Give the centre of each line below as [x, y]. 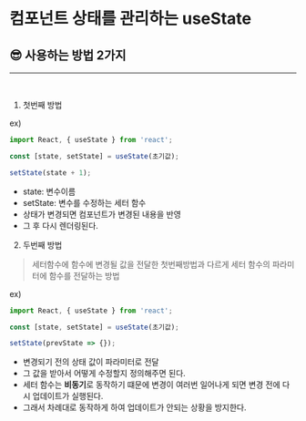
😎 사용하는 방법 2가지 [68, 55]
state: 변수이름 [49, 191]
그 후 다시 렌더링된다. [60, 225]
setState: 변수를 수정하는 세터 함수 [84, 202]
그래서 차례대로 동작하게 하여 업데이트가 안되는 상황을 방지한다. [135, 407]
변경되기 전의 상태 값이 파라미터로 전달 [91, 362]
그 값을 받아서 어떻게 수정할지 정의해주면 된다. [104, 374]
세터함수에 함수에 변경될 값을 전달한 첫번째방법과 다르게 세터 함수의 [151, 264]
